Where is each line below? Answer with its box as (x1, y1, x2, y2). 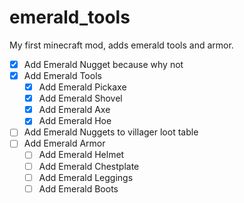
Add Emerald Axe (38, 104, 111, 116)
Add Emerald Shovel (38, 92, 123, 105)
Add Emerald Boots (38, 182, 119, 195)
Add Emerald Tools (23, 70, 102, 81)
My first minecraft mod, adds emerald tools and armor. (9, 39, 234, 51)
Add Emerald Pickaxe (38, 81, 127, 93)
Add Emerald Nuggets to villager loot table (23, 126, 199, 138)
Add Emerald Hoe (38, 115, 112, 127)
